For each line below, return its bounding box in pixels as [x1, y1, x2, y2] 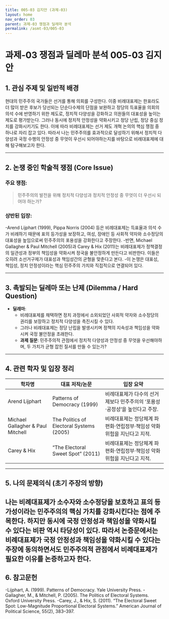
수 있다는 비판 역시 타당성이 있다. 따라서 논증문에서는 [5, 526, 158, 535]
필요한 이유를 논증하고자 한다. [5, 554, 92, 563]
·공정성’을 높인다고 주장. [105, 405, 158, 412]
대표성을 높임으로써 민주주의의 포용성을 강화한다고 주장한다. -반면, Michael [5, 237, 152, 243]
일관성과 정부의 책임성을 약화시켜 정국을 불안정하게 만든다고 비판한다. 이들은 [10, 250, 160, 256]
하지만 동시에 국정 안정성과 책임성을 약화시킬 [27, 517, 157, 525]
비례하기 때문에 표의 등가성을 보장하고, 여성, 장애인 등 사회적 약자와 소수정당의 [10, 231, 163, 237]
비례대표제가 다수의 [105, 390, 148, 397]
